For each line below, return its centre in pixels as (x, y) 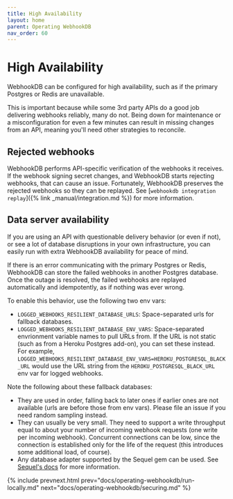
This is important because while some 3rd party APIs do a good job (103, 108)
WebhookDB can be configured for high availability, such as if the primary (113, 87)
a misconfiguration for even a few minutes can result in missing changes (111, 122)
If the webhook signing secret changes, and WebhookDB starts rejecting (111, 176)
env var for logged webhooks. (60, 373)
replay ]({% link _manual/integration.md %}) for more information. (101, 198)
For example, (36, 351)
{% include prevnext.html (43, 480)
